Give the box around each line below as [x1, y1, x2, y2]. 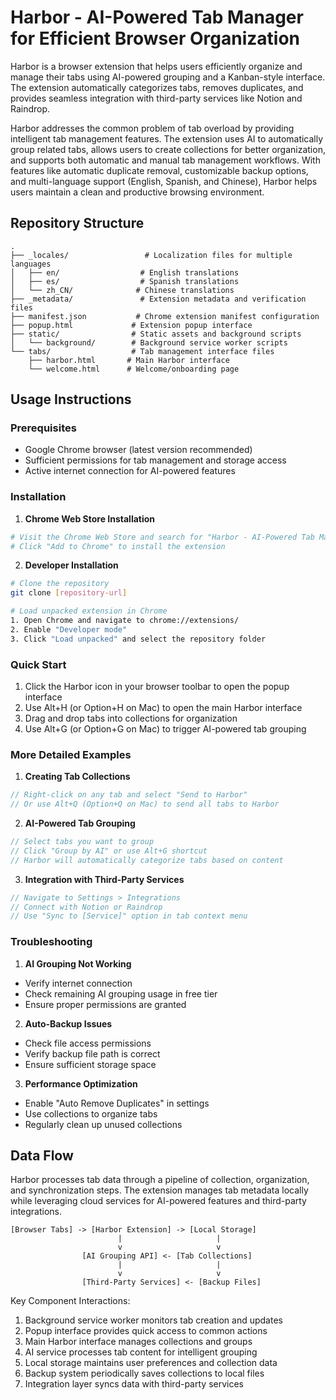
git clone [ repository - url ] [10, 588, 128, 598]
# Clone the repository [10, 579, 110, 589]
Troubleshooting [10, 935, 93, 949]
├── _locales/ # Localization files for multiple [10, 250, 293, 260]
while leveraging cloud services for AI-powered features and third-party [10, 1195, 307, 1207]
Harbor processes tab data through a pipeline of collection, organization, [10, 1174, 310, 1186]
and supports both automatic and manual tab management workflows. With [10, 154, 321, 166]
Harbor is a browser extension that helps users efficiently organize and [10, 60, 303, 72]
